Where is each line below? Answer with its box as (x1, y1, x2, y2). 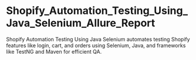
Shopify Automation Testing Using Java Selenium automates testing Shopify (6, 36, 190, 43)
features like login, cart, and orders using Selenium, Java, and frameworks (6, 42, 186, 49)
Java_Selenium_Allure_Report (6, 16, 156, 30)
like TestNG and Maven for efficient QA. (6, 48, 102, 55)
